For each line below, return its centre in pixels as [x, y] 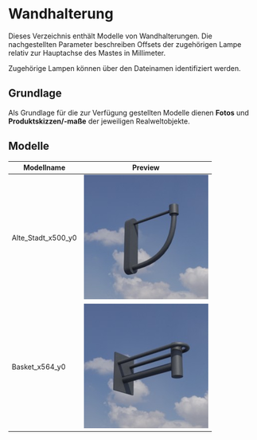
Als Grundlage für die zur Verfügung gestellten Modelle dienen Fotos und [128, 112]
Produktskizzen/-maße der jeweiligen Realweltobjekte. [99, 121]
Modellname [45, 167]
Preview [146, 167]
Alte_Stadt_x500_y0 [44, 238]
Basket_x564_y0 [39, 367]
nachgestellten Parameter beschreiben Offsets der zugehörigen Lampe [125, 44]
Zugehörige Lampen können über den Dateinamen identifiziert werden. [125, 68]
